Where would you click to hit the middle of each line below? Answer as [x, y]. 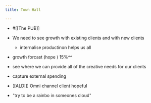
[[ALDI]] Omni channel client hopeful [50, 86]
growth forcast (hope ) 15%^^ [42, 57]
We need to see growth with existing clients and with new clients [78, 38]
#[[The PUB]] [26, 28]
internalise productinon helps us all [55, 47]
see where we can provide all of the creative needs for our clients [79, 66]
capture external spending [39, 76]
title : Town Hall [23, 10]
